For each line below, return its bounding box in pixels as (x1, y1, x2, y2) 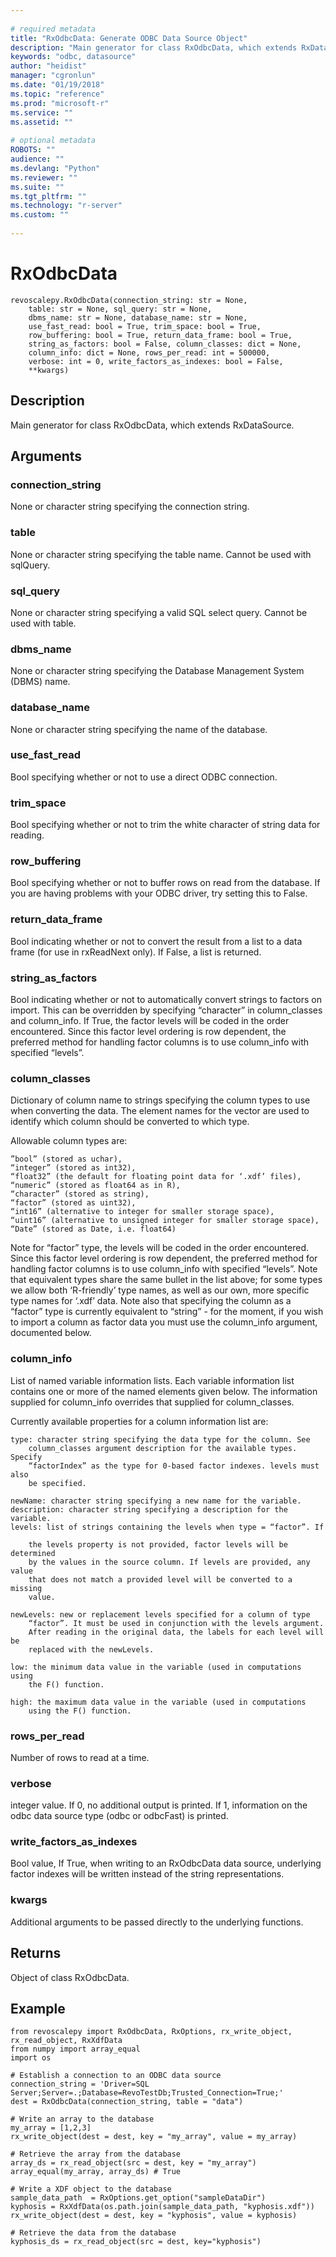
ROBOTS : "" (10, 145, 56, 155)
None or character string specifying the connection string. (10, 501, 250, 513)
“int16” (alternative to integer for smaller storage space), (10, 1207, 275, 1217)
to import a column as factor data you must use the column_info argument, (10, 1316, 318, 1328)
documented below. (10, 1327, 92, 1339)
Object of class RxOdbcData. (10, 1971, 130, 1983)
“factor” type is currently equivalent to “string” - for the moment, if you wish (10, 1306, 324, 1318)
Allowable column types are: (10, 1135, 128, 1147)
